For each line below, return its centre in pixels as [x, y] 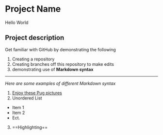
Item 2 [18, 113]
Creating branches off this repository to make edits [63, 64]
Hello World [17, 22]
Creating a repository [33, 59]
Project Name [33, 9]
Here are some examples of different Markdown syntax [60, 83]
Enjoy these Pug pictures [37, 93]
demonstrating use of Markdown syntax [53, 69]
